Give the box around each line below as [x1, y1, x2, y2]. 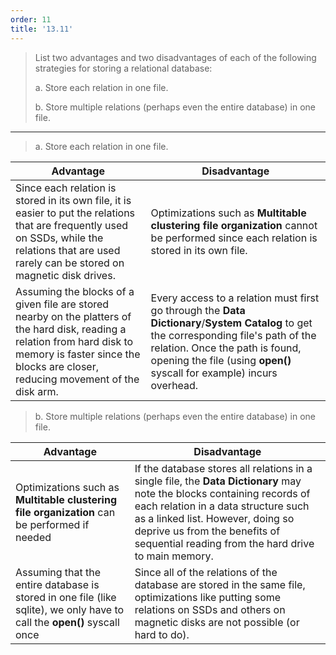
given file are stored [15, 297, 110, 311]
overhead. [150, 378, 199, 392]
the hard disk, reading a [15, 322, 127, 336]
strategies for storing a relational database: [34, 62, 213, 74]
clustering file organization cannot [150, 218, 318, 232]
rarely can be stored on [15, 256, 125, 270]
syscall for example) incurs [150, 366, 278, 380]
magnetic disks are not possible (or [134, 615, 300, 629]
